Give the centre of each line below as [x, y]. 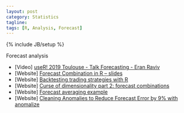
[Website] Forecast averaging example [61, 92]
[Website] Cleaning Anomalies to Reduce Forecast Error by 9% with [96, 98]
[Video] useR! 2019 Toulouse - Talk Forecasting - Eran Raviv [87, 67]
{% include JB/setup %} [35, 44]
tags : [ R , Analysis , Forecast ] [44, 28]
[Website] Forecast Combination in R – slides [69, 73]
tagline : [17, 22]
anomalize [27, 105]
